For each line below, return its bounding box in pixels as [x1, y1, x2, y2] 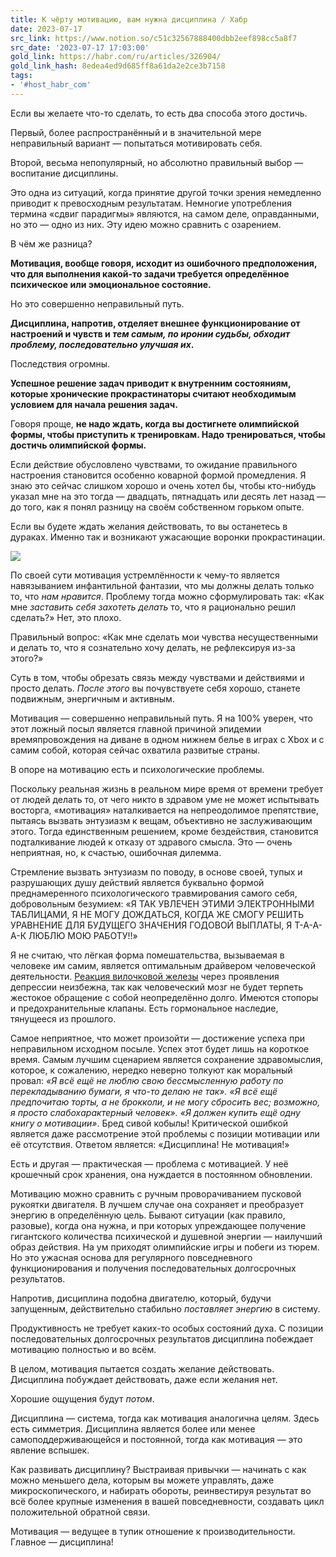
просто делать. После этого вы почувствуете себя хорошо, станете [10, 682, 301, 694]
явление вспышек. [10, 1444, 90, 1456]
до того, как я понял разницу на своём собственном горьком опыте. [10, 501, 305, 513]
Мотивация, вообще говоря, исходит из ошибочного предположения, [10, 257, 318, 269]
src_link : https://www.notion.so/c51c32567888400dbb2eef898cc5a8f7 [10, 33, 298, 43]
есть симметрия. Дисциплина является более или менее [10, 1422, 256, 1435]
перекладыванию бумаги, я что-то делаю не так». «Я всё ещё [10, 1085, 278, 1097]
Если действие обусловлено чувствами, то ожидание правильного [10, 458, 298, 470]
